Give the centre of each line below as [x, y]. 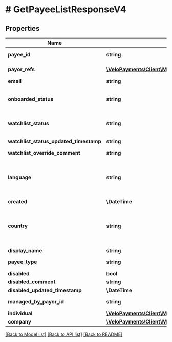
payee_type [23, 262]
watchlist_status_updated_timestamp [55, 141]
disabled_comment [32, 282]
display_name [25, 250]
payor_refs [21, 69]
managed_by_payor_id [36, 302]
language [20, 177]
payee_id [19, 55]
